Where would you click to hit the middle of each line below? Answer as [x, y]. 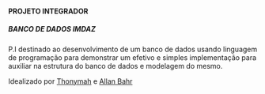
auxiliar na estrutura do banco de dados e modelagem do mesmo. [115, 66]
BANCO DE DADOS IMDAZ [52, 29]
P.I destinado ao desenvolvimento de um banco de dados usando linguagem [133, 49]
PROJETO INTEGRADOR [48, 11]
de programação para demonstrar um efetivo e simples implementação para [132, 57]
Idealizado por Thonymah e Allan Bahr [70, 81]
